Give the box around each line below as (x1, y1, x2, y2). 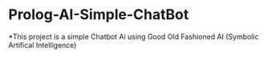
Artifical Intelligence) (8, 40, 77, 49)
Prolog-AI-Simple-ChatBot (8, 6, 189, 24)
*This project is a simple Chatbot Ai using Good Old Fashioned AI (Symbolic (8, 32, 259, 41)
